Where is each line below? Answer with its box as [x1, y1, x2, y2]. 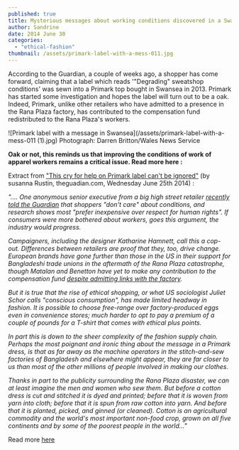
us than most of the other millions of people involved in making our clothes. [8, 362, 229, 370]
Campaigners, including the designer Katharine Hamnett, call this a [8, 236, 206, 245]
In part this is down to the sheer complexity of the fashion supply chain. [8, 332, 218, 341]
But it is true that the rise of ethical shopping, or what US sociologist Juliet [8, 288, 226, 296]
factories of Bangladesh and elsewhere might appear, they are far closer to [8, 355, 229, 363]
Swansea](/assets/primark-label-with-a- [106, 129, 226, 137]
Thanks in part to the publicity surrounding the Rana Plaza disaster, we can [8, 376, 230, 385]
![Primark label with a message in [8, 129, 106, 137]
